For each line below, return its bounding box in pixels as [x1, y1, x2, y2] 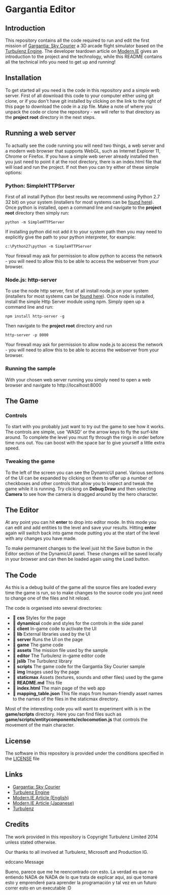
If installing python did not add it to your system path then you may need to [5, 228, 162, 234]
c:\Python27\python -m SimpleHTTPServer [5, 244, 92, 249]
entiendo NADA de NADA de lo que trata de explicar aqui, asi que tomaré [5, 874, 158, 880]
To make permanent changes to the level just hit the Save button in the [5, 545, 153, 551]
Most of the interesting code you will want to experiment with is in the [5, 706, 151, 712]
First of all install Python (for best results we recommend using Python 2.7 [5, 193, 160, 199]
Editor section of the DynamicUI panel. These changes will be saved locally [5, 551, 162, 557]
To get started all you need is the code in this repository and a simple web [5, 87, 160, 93]
